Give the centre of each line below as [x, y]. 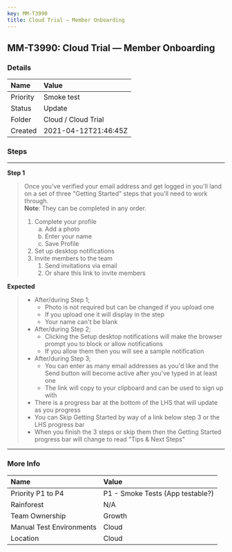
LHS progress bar [59, 425]
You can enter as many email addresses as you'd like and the [132, 366]
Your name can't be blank [81, 322]
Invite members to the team [73, 258]
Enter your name [68, 236]
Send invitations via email [81, 266]
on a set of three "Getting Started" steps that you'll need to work [116, 193]
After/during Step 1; [62, 300]
